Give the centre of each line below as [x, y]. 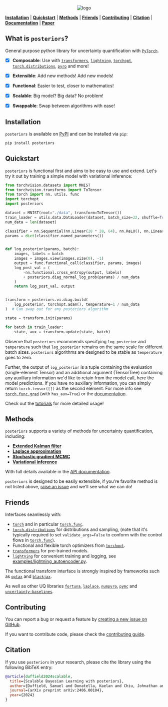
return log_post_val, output [44, 286]
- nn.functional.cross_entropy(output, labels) [72, 272]
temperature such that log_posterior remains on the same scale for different [84, 347]
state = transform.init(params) [39, 318]
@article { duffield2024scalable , [39, 676]
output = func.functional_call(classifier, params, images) [78, 263]
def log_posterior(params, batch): [42, 249]
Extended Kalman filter [37, 446]
